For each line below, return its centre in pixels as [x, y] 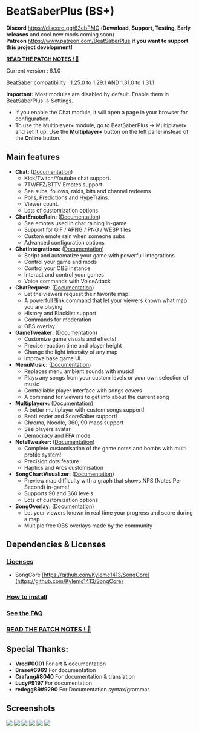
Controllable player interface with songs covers [83, 390]
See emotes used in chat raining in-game [75, 223]
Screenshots [31, 709]
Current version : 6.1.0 [34, 70]
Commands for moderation [58, 320]
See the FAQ [25, 613]
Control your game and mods [60, 262]
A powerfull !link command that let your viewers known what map [106, 300]
